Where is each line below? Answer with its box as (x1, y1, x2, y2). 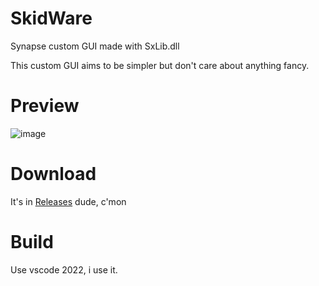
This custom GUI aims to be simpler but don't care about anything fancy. (10, 59, 310, 71)
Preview (10, 95, 80, 117)
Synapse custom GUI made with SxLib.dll (10, 40, 180, 52)
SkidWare (10, 7, 93, 30)
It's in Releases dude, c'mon (10, 195, 127, 207)
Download (10, 163, 97, 186)
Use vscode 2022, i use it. (10, 263, 118, 276)
